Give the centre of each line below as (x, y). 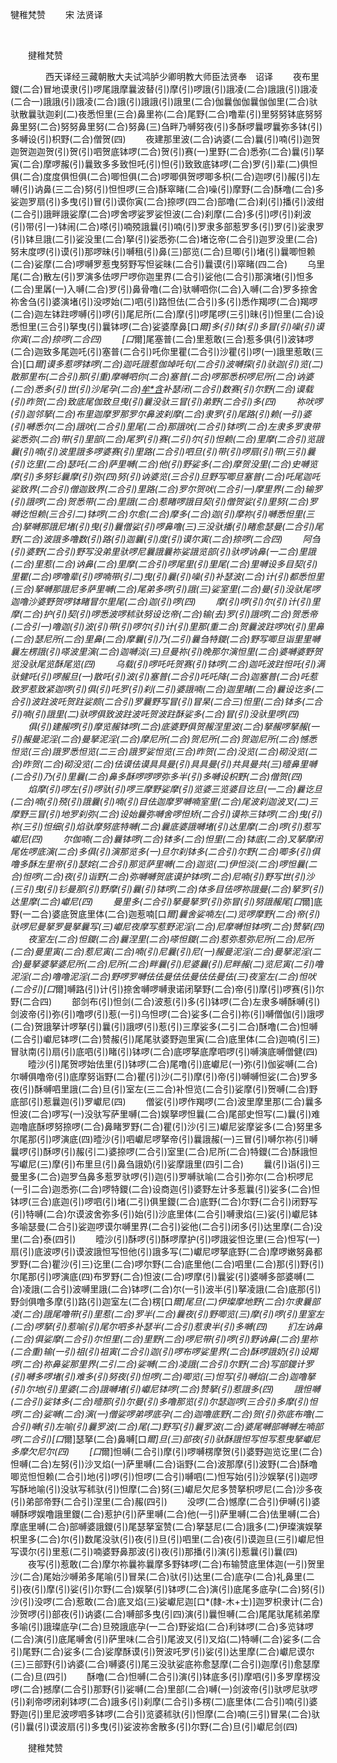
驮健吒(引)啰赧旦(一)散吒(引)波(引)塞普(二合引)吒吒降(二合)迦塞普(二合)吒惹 (164, 676)
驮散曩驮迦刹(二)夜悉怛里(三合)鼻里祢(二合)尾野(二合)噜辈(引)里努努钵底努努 (166, 114)
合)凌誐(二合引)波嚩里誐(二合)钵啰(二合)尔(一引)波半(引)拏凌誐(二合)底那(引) (166, 1289)
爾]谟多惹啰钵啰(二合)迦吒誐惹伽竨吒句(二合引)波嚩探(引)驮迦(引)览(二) (179, 364)
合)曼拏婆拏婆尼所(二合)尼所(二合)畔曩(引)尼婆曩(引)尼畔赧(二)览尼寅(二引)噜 (167, 964)
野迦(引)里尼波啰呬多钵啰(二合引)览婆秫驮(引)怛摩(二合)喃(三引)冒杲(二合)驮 (165, 1714)
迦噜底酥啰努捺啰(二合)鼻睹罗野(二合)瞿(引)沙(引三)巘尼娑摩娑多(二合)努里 (162, 1126)
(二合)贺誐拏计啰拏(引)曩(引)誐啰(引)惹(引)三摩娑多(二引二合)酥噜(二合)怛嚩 (164, 1026)
